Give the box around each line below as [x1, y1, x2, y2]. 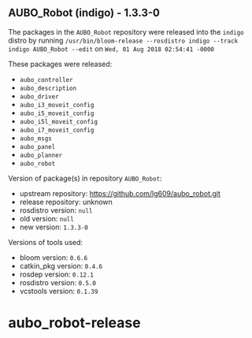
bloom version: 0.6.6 [19, 252, 88, 262]
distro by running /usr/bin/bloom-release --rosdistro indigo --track [8, 35, 239, 45]
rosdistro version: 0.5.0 [19, 277, 97, 287]
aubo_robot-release [8, 314, 141, 332]
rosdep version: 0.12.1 [19, 269, 94, 279]
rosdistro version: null [19, 205, 93, 215]
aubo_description [19, 84, 77, 92]
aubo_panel [19, 143, 56, 150]
